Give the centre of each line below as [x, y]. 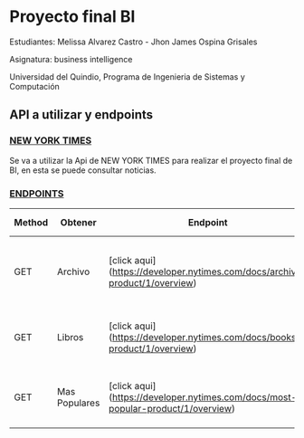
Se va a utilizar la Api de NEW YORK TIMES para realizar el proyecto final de [151, 160]
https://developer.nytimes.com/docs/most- [204, 397]
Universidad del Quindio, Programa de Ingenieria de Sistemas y [128, 76]
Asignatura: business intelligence [71, 59]
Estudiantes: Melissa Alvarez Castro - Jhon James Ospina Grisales [133, 42]
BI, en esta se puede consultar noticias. [83, 170]
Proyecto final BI [72, 17]
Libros [71, 337]
